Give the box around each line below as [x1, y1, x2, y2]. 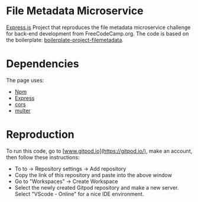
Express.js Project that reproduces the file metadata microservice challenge [6, 24, 191, 31]
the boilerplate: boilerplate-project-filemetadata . [6, 36, 124, 43]
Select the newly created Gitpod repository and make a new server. [14, 184, 179, 191]
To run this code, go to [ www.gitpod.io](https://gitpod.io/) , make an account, [6, 147, 193, 155]
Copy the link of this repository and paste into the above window [14, 171, 173, 178]
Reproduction [6, 128, 75, 142]
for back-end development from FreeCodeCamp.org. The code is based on [6, 30, 189, 37]
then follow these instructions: [6, 153, 80, 161]
